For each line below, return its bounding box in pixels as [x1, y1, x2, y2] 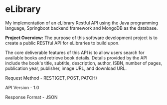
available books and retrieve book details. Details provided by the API [5, 54, 148, 60]
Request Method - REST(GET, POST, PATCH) [5, 75, 97, 81]
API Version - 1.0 [5, 84, 39, 90]
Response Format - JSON [5, 94, 58, 100]
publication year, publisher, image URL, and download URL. [5, 65, 127, 71]
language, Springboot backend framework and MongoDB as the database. [5, 25, 158, 31]
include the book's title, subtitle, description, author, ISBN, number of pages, [5, 60, 163, 66]
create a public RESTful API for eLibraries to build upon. [5, 40, 120, 46]
